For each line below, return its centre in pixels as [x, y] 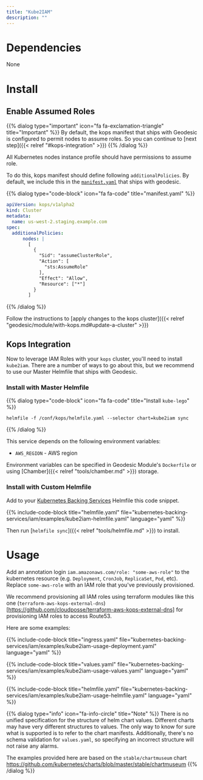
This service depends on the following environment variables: [84, 441]
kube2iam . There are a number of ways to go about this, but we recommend [100, 365]
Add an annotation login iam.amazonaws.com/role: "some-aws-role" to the [98, 571]
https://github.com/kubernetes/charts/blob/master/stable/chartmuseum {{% [102, 764]
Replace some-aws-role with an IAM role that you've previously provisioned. [101, 585]
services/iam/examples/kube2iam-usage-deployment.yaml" [81, 646]
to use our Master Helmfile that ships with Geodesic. [72, 372]
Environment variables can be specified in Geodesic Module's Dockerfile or [101, 465]
